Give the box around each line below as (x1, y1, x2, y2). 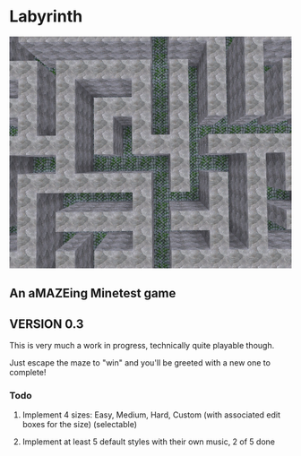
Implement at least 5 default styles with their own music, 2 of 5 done (21, 436, 276, 447)
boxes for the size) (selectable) (21, 419, 137, 430)
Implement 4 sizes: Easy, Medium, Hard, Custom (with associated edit (21, 409, 280, 420)
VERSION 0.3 (9, 316, 84, 331)
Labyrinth (9, 6, 83, 27)
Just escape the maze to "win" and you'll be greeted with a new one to (9, 357, 271, 368)
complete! (9, 366, 47, 377)
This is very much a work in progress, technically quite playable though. (9, 340, 275, 350)
